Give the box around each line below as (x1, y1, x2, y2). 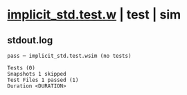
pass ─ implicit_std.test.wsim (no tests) (7, 52, 132, 59)
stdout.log (7, 34, 53, 46)
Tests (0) (7, 65, 36, 72)
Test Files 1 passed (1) (7, 76, 79, 83)
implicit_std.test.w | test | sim (7, 7, 181, 23)
